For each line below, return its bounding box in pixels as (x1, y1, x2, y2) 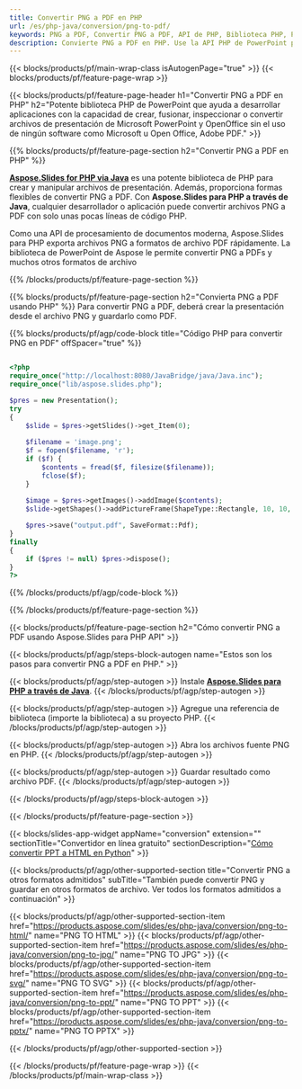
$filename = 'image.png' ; (25, 438, 123, 447)
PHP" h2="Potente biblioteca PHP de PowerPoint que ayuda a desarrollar (9, 100, 281, 111)
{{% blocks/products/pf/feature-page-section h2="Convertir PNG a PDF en (9, 146, 289, 156)
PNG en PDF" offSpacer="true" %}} (9, 338, 142, 349)
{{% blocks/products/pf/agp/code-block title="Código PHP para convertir (9, 328, 283, 339)
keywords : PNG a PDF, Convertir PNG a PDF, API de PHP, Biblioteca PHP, (9, 30, 288, 39)
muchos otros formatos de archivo (9, 257, 138, 268)
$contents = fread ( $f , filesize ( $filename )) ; (41, 462, 216, 472)
